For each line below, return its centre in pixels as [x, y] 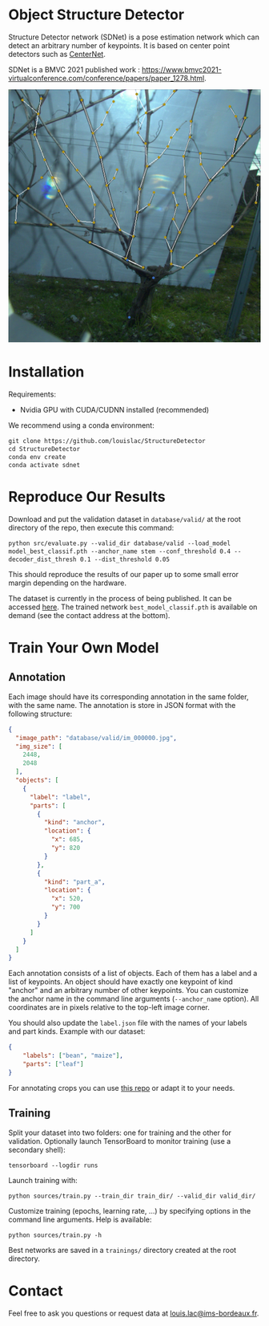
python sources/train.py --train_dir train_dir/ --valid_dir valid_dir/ [132, 1196]
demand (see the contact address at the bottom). [89, 615]
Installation [46, 372]
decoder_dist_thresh [43, 559]
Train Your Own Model [84, 648]
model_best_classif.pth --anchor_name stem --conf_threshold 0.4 [119, 551]
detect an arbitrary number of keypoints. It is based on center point [119, 45]
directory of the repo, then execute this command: [91, 527]
